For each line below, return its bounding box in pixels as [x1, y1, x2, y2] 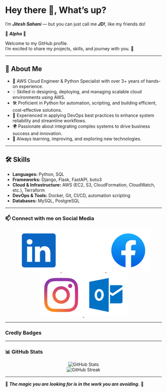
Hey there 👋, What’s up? [5, 4, 107, 16]
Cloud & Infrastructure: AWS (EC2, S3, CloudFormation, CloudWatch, [12, 182, 156, 188]
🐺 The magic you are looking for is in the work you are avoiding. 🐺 [5, 381, 144, 387]
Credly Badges [5, 329, 42, 336]
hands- [146, 78, 161, 84]
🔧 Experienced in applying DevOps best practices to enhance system [12, 112, 155, 118]
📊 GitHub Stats [5, 349, 43, 356]
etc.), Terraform [12, 187, 45, 193]
